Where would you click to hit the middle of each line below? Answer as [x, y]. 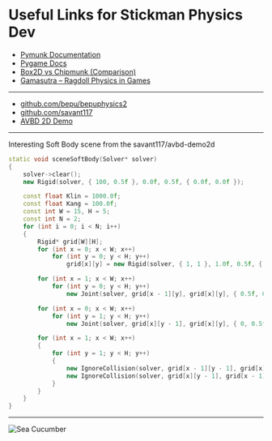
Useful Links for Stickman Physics [125, 15]
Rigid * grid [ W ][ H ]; [70, 242]
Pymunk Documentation [60, 54]
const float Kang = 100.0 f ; [70, 204]
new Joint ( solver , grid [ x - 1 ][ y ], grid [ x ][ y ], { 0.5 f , [162, 293]
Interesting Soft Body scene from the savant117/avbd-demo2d [112, 144]
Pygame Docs [43, 63]
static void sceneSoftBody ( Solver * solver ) [83, 159]
